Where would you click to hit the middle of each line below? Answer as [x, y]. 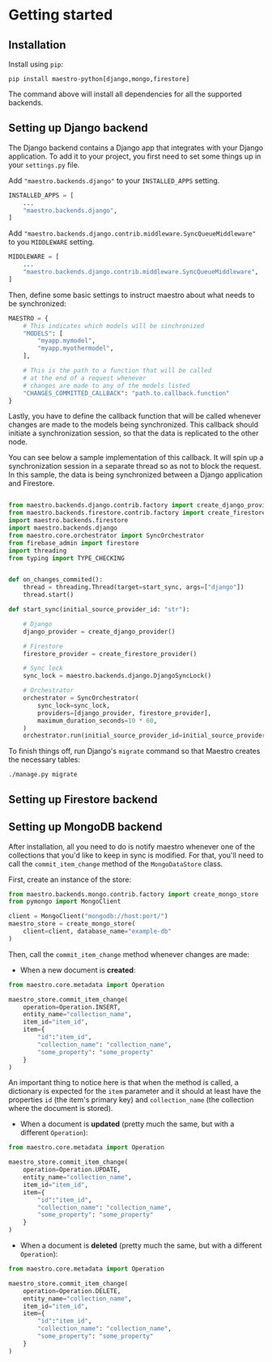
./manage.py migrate [43, 775]
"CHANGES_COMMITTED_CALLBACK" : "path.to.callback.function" [126, 393]
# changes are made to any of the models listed [106, 385]
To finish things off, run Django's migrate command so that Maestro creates [134, 751]
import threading [38, 551]
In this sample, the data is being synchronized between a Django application [136, 475]
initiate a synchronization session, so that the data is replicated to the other [134, 433]
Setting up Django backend [78, 128]
